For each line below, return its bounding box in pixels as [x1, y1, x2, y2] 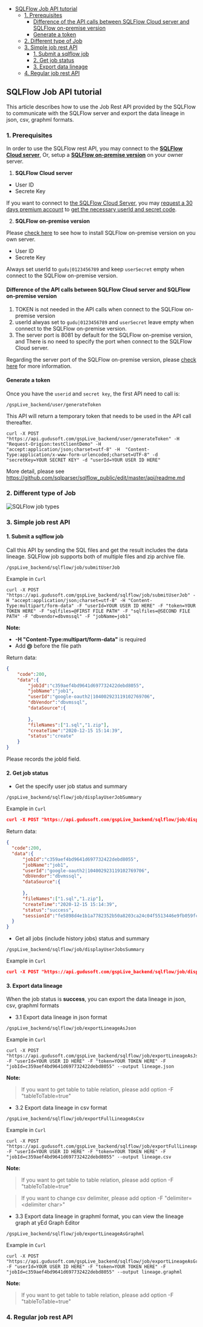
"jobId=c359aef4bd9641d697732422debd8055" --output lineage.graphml [6, 1269, 182, 1276]
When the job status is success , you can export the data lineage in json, [6, 996, 186, 1003]
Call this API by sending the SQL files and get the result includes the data [6, 546, 188, 554]
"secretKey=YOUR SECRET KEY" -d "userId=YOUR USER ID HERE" [6, 457, 161, 463]
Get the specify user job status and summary [14, 783, 127, 790]
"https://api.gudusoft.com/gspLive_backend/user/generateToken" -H [6, 435, 180, 442]
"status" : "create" [28, 733, 74, 740]
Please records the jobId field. [6, 755, 81, 763]
